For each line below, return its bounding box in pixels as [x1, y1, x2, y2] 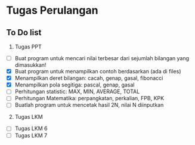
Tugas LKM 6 [14, 125, 48, 132]
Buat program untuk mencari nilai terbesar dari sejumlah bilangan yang [14, 55, 190, 61]
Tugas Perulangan [6, 4, 98, 17]
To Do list [6, 27, 42, 38]
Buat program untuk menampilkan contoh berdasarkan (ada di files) [14, 68, 181, 75]
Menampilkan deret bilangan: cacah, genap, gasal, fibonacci [14, 75, 163, 82]
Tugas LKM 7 [14, 132, 48, 139]
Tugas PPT [14, 43, 42, 50]
